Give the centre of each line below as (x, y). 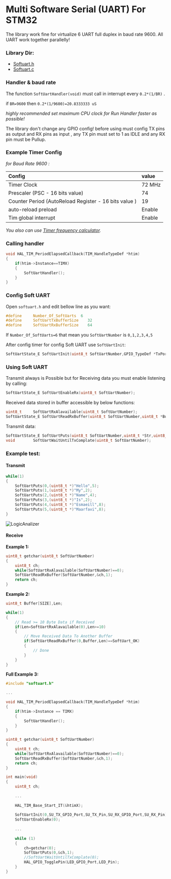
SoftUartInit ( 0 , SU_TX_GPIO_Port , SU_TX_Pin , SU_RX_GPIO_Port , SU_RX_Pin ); (92, 815)
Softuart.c (24, 69)
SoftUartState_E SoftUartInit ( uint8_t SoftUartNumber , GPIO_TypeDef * (81, 354)
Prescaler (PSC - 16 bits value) (46, 193)
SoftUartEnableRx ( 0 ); (38, 820)
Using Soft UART (27, 367)
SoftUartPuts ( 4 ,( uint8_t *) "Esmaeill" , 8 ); (60, 505)
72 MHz (151, 185)
